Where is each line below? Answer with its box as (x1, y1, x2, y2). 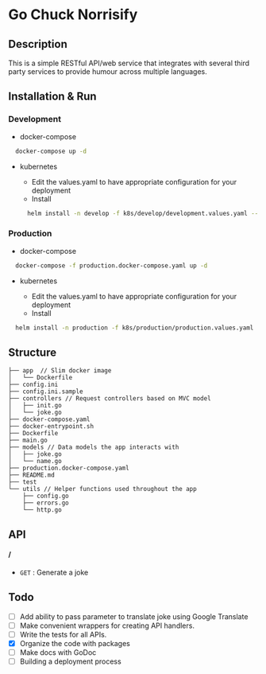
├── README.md (8, 471, 56, 479)
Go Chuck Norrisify (8, 6, 138, 24)
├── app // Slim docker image (8, 367, 112, 375)
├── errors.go (22, 499, 69, 507)
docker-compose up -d (15, 147, 87, 155)
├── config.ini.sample (8, 388, 83, 395)
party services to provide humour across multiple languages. (8, 67, 208, 76)
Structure (8, 345, 57, 359)
